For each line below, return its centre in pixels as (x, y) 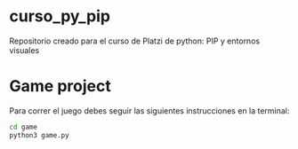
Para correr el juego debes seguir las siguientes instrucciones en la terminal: (149, 110)
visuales (24, 50)
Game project (60, 86)
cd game (24, 127)
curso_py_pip (60, 16)
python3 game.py (39, 135)
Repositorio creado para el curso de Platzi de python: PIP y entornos (135, 41)
